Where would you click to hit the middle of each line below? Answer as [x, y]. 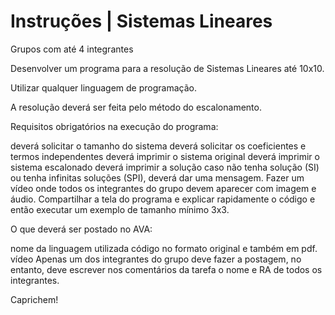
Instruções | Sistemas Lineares [141, 21]
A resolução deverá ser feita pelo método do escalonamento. [136, 107]
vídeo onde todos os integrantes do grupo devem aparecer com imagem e [163, 188]
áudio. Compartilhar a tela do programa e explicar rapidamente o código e [163, 199]
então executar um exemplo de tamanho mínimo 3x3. [120, 209]
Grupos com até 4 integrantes [72, 49]
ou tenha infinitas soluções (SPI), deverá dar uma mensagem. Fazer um [157, 177]
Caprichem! [34, 299]
